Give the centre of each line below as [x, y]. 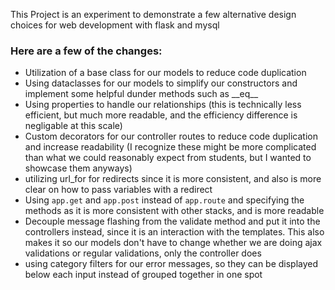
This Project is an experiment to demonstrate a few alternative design [153, 14]
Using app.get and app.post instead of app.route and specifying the [164, 200]
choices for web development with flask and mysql [115, 25]
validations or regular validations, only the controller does [143, 253]
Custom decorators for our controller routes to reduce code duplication [171, 136]
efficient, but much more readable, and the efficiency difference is [161, 115]
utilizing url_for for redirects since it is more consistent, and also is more [173, 179]
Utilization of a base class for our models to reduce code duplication [165, 73]
